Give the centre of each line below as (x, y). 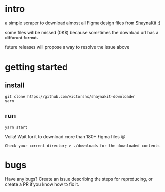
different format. (22, 38)
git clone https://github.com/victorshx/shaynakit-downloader (70, 96)
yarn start (16, 127)
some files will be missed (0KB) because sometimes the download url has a (82, 32)
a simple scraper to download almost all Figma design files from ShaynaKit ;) (83, 23)
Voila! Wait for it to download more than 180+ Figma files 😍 (65, 136)
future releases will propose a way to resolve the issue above (67, 47)
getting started (36, 67)
